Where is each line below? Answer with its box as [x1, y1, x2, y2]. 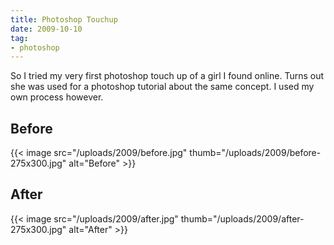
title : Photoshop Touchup [10, 14, 118, 25]
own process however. [10, 91, 104, 103]
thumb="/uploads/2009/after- [180, 212, 305, 225]
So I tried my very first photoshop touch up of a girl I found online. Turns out [10, 70, 325, 82]
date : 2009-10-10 [10, 24, 83, 34]
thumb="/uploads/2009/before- [189, 147, 322, 159]
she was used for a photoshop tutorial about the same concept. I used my [10, 81, 315, 93]
